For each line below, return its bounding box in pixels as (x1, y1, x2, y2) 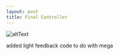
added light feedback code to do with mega (6, 42, 113, 49)
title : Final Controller (6, 14, 68, 20)
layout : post (6, 8, 39, 15)
